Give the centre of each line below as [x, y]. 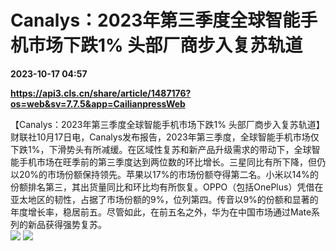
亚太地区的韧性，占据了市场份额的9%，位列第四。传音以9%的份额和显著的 [164, 199]
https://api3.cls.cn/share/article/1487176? [101, 93]
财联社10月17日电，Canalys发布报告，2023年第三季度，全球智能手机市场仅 [165, 137]
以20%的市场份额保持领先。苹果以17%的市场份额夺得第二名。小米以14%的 [164, 174]
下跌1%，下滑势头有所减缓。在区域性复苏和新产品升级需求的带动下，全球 [161, 149]
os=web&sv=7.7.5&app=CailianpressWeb [98, 103]
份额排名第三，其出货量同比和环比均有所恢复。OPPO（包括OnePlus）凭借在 [167, 187]
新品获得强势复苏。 [67, 224]
